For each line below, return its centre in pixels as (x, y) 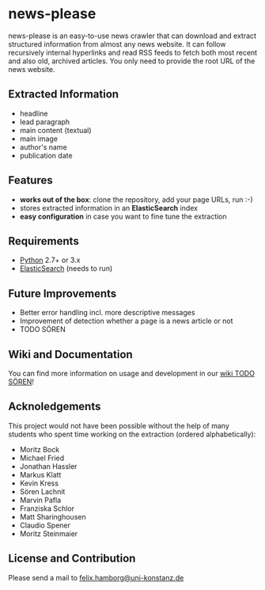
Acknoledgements (55, 407)
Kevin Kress (39, 483)
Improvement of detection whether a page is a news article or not (126, 321)
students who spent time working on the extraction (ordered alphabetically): (132, 434)
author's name (43, 147)
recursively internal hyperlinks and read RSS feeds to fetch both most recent (133, 52)
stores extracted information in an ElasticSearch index (109, 207)
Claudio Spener (45, 525)
